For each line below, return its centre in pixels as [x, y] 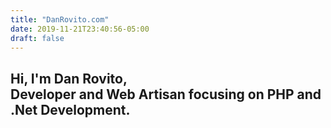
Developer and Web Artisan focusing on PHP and [166, 94]
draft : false [37, 38]
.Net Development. [70, 109]
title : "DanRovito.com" [60, 19]
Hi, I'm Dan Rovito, [69, 78]
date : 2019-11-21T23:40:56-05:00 [80, 29]
